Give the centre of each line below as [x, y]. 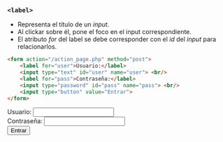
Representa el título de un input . [63, 24]
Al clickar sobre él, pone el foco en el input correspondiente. [105, 32]
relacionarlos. [37, 47]
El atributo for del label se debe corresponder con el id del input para [117, 39]
